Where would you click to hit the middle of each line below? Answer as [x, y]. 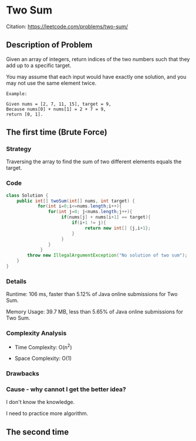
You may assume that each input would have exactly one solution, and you [96, 76]
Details [16, 281]
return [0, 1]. [25, 114]
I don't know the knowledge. [40, 402]
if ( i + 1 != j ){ [89, 223]
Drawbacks [23, 373]
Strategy [19, 149]
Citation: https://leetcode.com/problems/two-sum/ [67, 26]
